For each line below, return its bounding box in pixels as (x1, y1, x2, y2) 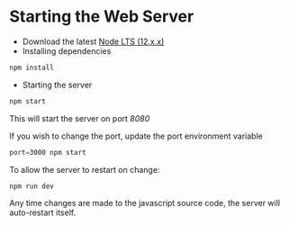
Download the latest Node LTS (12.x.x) (22, 36, 165, 47)
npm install (9, 63, 54, 72)
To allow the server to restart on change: (9, 164, 160, 175)
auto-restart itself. (9, 207, 77, 218)
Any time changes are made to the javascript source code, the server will (9, 198, 281, 209)
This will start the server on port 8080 (9, 112, 150, 123)
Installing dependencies (22, 45, 112, 56)
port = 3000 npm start (9, 148, 87, 157)
